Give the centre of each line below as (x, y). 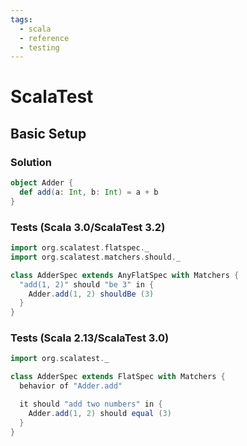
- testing (39, 47)
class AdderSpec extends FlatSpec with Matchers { (118, 377)
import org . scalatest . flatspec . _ (80, 248)
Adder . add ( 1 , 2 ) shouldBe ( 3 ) (91, 294)
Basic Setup (48, 133)
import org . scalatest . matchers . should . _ (96, 257)
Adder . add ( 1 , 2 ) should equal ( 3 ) (100, 413)
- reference (44, 38)
